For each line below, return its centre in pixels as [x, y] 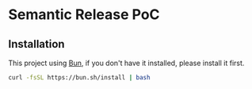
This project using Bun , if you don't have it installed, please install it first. [126, 63]
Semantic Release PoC [84, 15]
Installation [36, 44]
